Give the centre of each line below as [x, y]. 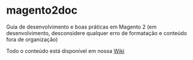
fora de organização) [32, 39]
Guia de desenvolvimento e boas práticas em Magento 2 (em [82, 27]
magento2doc [42, 10]
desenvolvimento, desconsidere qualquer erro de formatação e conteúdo [97, 33]
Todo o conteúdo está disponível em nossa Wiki [65, 50]
